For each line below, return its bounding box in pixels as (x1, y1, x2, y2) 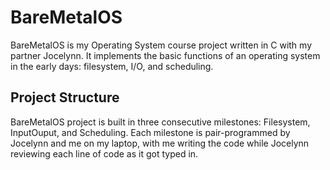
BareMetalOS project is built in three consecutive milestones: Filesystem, (10, 116, 311, 128)
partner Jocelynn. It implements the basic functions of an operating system (10, 49, 321, 61)
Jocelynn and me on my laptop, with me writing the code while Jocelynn (10, 137, 310, 149)
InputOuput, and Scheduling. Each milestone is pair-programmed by (10, 126, 291, 138)
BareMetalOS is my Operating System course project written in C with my (10, 39, 313, 51)
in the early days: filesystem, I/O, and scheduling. (10, 60, 214, 72)
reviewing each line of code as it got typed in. (10, 147, 199, 160)
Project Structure (10, 89, 120, 106)
